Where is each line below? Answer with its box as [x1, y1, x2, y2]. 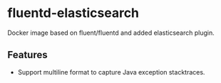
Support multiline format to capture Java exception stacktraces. [17, 67, 205, 76]
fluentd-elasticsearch [7, 5, 140, 21]
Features [7, 49, 48, 61]
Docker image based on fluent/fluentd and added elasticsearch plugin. [7, 28, 215, 37]
